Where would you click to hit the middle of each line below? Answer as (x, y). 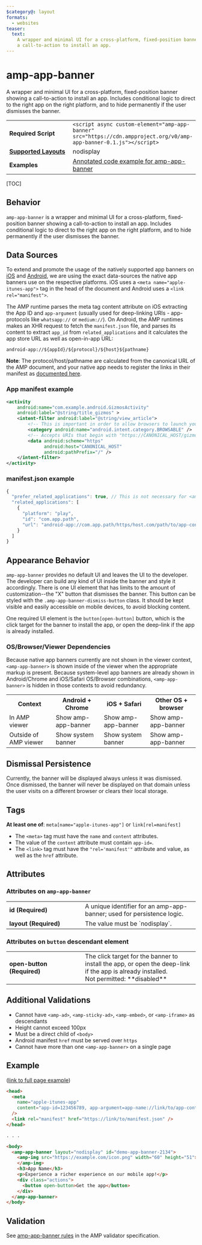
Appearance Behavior (48, 560)
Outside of (24, 735)
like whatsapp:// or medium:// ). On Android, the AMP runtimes (107, 320)
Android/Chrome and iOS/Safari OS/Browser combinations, (79, 679)
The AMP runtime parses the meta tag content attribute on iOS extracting (97, 307)
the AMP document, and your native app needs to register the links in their (98, 367)
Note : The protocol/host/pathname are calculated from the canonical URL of (101, 361)
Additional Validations (49, 1000)
